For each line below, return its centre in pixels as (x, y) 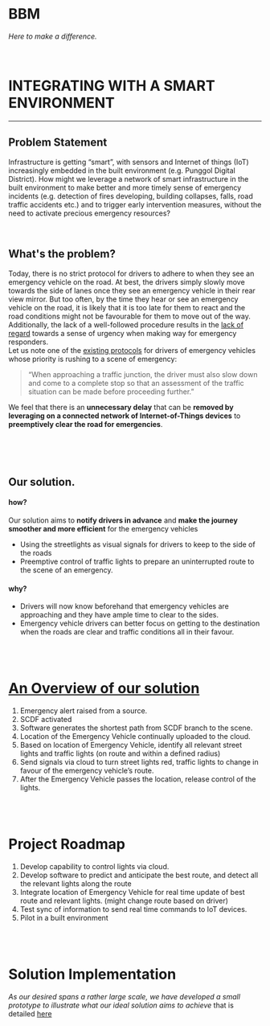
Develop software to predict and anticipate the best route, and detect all (139, 875)
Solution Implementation (92, 975)
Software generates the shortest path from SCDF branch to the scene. (136, 728)
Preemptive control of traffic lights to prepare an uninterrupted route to (137, 562)
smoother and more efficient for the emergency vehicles (103, 529)
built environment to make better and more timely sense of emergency (125, 187)
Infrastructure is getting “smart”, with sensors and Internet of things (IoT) (129, 162)
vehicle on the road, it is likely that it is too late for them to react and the (127, 307)
